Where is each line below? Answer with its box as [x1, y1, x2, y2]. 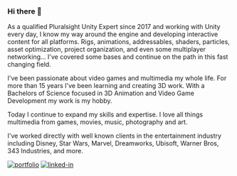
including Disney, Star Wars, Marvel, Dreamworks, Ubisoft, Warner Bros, [7, 139, 219, 148]
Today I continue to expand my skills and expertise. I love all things [7, 110, 204, 119]
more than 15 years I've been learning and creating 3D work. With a [7, 82, 205, 90]
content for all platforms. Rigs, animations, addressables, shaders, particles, [7, 38, 230, 46]
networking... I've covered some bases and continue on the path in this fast [7, 53, 228, 61]
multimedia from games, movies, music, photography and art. [7, 118, 188, 126]
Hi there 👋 [7, 6, 43, 16]
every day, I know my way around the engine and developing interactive [7, 30, 218, 38]
